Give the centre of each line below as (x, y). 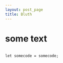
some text (26, 39)
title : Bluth (19, 14)
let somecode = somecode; (32, 56)
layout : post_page (24, 10)
